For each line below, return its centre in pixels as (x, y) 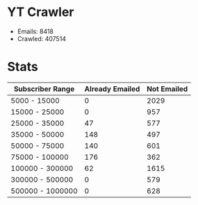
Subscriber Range (44, 89)
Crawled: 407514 (42, 38)
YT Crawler (41, 12)
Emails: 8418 (35, 31)
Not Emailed (167, 89)
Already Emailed (112, 89)
